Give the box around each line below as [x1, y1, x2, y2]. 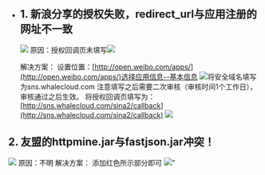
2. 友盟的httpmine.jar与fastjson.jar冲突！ [8, 135, 216, 149]
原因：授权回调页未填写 [30, 45, 108, 54]
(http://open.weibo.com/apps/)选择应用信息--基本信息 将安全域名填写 [19, 72, 257, 81]
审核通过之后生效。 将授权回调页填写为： [19, 91, 156, 101]
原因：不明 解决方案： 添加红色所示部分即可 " [18, 157, 176, 167]
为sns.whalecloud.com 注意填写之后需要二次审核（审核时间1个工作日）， [19, 82, 257, 91]
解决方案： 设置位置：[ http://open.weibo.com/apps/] [19, 62, 194, 72]
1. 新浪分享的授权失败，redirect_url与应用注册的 [19, 7, 257, 21]
